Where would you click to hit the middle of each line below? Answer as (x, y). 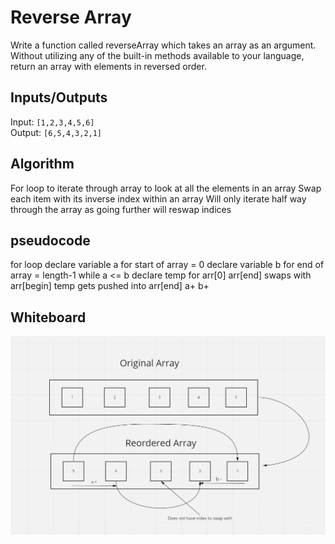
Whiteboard (48, 317)
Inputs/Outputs (59, 97)
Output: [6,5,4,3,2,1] (56, 132)
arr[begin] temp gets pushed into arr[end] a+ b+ (110, 286)
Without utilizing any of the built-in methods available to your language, (157, 55)
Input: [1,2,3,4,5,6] (52, 122)
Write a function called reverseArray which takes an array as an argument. (163, 45)
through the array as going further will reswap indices (121, 209)
